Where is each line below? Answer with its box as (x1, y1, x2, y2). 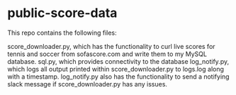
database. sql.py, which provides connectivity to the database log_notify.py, (7, 57, 229, 65)
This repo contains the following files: (7, 28, 117, 37)
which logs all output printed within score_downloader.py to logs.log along (7, 65, 225, 73)
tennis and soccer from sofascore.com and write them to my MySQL (7, 50, 208, 58)
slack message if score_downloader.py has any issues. (7, 79, 168, 88)
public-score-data (7, 5, 118, 21)
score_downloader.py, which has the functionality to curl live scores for (7, 42, 215, 50)
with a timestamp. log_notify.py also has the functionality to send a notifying (7, 72, 230, 81)
